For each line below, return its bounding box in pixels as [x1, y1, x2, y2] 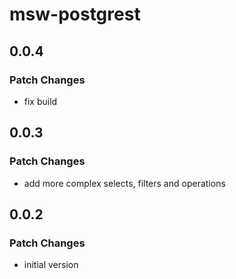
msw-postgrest [9, 3, 141, 26]
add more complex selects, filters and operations [23, 177, 226, 189]
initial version [23, 259, 79, 271]
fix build [23, 95, 58, 107]
